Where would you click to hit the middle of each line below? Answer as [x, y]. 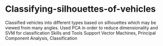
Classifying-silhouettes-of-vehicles [81, 9]
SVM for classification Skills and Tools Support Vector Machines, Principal [81, 33]
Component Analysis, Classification [41, 38]
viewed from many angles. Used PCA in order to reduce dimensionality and [81, 27]
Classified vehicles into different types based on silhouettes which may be [81, 23]
